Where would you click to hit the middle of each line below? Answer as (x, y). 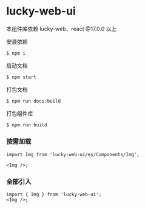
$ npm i (16, 53)
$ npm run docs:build (34, 101)
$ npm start (21, 77)
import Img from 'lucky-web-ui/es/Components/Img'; (73, 154)
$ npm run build (27, 125)
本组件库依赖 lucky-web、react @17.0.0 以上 (62, 29)
